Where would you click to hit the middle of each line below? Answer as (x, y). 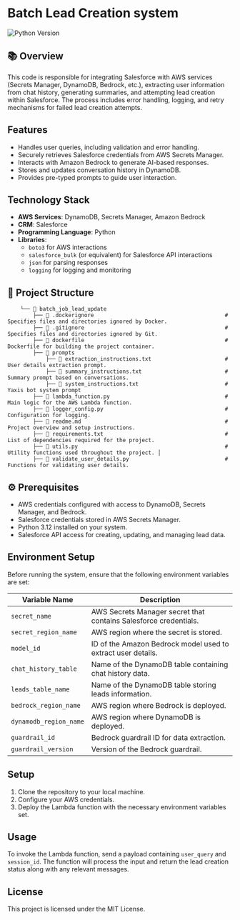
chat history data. (120, 673)
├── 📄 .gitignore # (131, 328)
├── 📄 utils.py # (131, 447)
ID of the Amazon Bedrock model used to (160, 644)
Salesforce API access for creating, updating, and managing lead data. (122, 535)
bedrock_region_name (46, 705)
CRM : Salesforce (42, 225)
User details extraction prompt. (57, 366)
